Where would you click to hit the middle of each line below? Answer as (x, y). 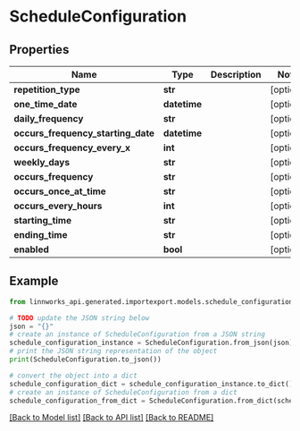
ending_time (41, 235)
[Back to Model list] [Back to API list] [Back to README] (112, 418)
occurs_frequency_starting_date (84, 133)
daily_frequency (49, 118)
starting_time (43, 220)
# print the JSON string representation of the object (113, 351)
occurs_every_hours (58, 206)
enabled (31, 249)
